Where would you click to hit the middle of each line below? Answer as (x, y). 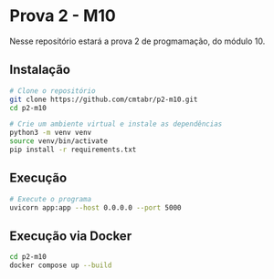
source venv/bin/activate (58, 141)
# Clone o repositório (53, 91)
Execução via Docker (71, 236)
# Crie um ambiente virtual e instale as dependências (116, 124)
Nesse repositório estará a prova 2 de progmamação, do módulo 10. (137, 41)
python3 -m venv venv (51, 133)
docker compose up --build (61, 265)
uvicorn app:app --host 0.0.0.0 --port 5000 (95, 207)
